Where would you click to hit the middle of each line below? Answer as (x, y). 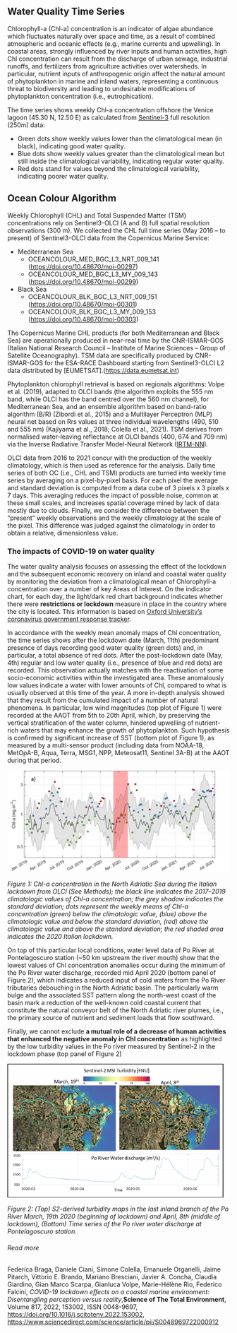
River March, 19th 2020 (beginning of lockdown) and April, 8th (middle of (114, 1216)
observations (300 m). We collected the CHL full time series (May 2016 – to (116, 230)
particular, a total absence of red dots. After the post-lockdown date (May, (115, 655)
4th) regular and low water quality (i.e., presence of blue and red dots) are (115, 663)
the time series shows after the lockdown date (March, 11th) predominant (113, 640)
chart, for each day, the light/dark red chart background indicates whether (115, 596)
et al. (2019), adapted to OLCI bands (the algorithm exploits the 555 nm (110, 391)
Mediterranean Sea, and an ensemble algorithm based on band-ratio (107, 406)
